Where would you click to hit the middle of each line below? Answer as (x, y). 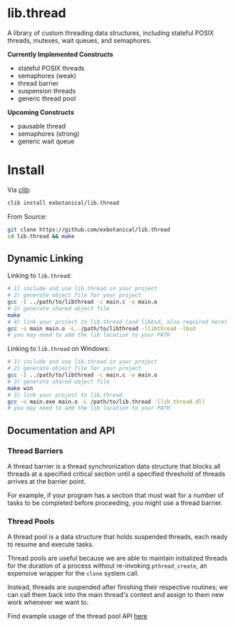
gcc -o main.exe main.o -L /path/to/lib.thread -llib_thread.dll (106, 402)
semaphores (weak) (47, 76)
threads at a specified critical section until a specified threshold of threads (116, 474)
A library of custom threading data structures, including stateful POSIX (111, 33)
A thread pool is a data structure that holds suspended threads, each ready (117, 537)
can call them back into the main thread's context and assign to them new (116, 595)
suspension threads (47, 91)
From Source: (27, 216)
